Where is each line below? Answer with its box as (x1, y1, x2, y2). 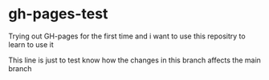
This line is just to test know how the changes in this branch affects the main (8, 55, 261, 65)
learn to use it (8, 39, 54, 49)
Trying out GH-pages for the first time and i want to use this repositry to (8, 31, 247, 41)
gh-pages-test (8, 5, 108, 23)
